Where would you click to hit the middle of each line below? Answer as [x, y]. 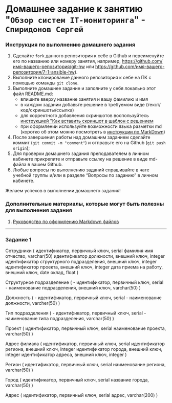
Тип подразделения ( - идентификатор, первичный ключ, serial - [76, 313]
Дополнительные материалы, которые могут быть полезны [85, 204]
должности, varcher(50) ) [33, 303]
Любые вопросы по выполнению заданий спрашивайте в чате [81, 170]
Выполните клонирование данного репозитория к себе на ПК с [82, 78]
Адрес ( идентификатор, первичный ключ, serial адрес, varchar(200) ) [82, 395]
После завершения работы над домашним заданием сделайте [81, 137]
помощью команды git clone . [46, 83]
